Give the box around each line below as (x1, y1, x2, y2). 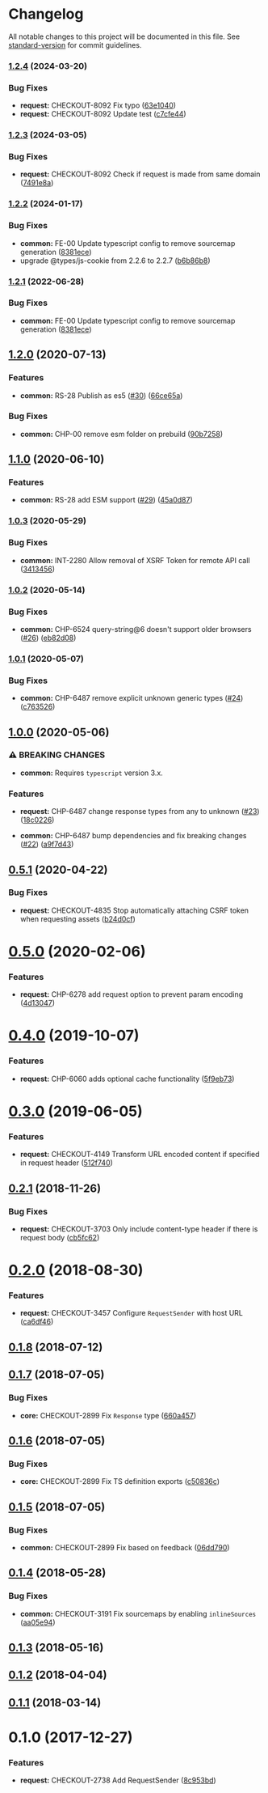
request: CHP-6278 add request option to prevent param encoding (19, 990, 244, 999)
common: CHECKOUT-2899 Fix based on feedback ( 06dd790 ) (19, 1542, 230, 1552)
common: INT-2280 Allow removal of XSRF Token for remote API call (19, 555, 250, 565)
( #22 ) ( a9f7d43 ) (19, 839, 74, 850)
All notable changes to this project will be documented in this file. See (8, 32, 241, 41)
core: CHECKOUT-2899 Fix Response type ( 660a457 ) (19, 1410, 197, 1420)
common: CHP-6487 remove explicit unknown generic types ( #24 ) (19, 693, 244, 703)
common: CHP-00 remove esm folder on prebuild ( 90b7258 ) (19, 429, 224, 439)
